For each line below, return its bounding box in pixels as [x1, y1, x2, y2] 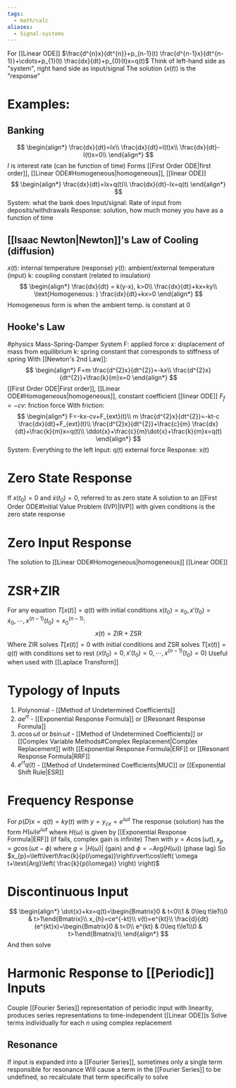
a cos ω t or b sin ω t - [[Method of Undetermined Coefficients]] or [17, 729, 203, 738]
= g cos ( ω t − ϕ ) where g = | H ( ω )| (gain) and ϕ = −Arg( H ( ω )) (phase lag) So [7, 844, 226, 853]
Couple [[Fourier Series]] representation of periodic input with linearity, [7, 1003, 213, 1012]
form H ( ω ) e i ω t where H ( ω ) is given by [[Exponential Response [7, 826, 187, 836]
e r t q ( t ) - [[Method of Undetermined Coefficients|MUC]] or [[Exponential [17, 759, 225, 769]
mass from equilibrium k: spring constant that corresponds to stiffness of [7, 347, 220, 356]
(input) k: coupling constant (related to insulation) [7, 271, 151, 280]
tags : [7, 10, 23, 18]
